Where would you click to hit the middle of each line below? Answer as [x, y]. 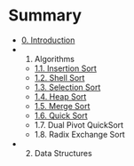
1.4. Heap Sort [60, 96]
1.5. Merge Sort [62, 106]
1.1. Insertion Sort [65, 68]
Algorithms [54, 59]
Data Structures [63, 153]
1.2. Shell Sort [59, 77]
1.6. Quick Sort [61, 115]
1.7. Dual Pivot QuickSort [79, 124]
